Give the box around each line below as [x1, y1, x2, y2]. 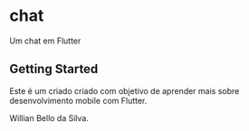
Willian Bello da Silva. [9, 112, 89, 123]
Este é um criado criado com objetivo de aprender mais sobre [9, 85, 240, 96]
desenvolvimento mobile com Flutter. [9, 95, 148, 106]
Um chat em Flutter [9, 35, 81, 46]
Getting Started [9, 61, 99, 77]
